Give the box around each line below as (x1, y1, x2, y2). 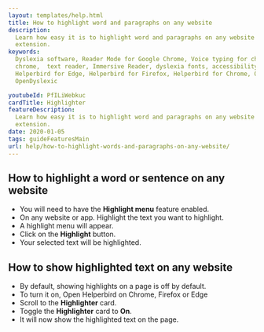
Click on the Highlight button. (19, 229, 116, 239)
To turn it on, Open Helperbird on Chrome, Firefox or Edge (19, 290, 208, 299)
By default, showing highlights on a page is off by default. (19, 282, 207, 291)
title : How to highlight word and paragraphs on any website (8, 19, 213, 27)
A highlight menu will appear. (19, 221, 114, 231)
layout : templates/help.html (8, 11, 104, 20)
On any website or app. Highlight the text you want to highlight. (19, 213, 224, 222)
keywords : (8, 48, 41, 56)
